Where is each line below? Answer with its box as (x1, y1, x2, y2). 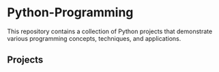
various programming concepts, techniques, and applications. (7, 34, 181, 42)
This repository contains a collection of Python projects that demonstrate (7, 27, 213, 35)
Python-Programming (7, 5, 134, 20)
